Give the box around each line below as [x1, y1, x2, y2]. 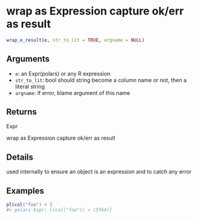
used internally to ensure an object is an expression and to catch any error [6, 168, 192, 175]
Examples [6, 186, 44, 196]
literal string [15, 83, 45, 90]
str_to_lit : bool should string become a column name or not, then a [15, 76, 187, 83]
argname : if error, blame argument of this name [15, 89, 130, 96]
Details [6, 152, 33, 162]
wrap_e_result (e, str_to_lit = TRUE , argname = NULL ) [6, 37, 145, 43]
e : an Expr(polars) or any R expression [15, 70, 111, 77]
